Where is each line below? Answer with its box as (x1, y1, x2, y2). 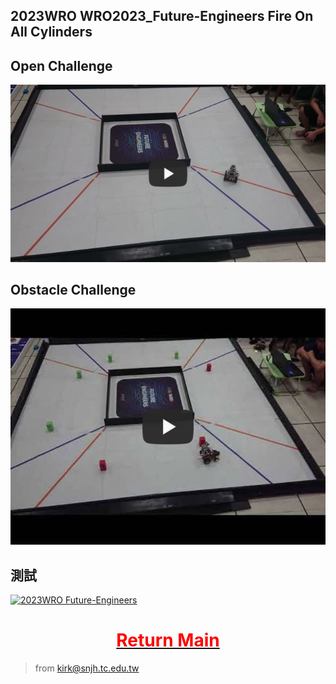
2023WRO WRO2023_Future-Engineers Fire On (10, 8, 314, 25)
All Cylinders (10, 24, 93, 41)
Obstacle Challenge (10, 281, 137, 298)
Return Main (116, 629, 220, 652)
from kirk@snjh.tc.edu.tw (34, 662, 140, 674)
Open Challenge (10, 57, 113, 74)
